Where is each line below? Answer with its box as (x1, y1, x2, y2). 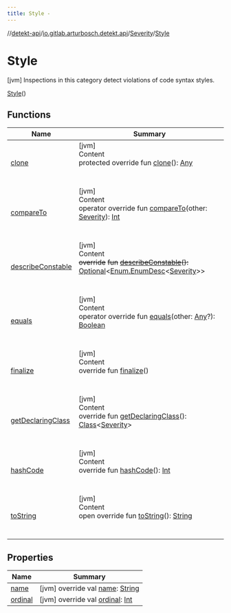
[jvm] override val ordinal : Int (39, 595, 133, 605)
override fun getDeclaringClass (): (78, 412, 187, 421)
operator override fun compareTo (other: (78, 203, 208, 213)
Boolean (78, 320, 105, 330)
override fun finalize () (78, 366, 149, 375)
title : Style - (7, 10, 51, 17)
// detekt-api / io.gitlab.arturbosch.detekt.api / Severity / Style (7, 29, 170, 37)
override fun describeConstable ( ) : (78, 258, 189, 267)
